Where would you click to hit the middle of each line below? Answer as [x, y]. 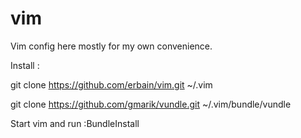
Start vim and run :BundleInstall [75, 123]
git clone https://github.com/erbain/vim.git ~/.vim [111, 84]
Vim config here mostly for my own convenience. [111, 46]
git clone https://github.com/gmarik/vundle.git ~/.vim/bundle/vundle [151, 104]
